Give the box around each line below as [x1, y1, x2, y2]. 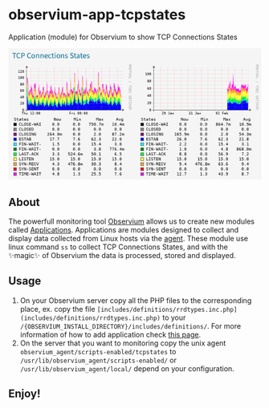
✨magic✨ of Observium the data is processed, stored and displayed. [8, 251, 236, 261]
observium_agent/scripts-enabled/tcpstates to [19, 346, 177, 356]
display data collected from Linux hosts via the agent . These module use [8, 234, 249, 244]
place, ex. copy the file [19, 304, 96, 313]
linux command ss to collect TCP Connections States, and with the [8, 242, 229, 252]
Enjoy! [8, 387, 41, 401]
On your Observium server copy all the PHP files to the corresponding [19, 295, 252, 305]
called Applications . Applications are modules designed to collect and [8, 225, 239, 235]
